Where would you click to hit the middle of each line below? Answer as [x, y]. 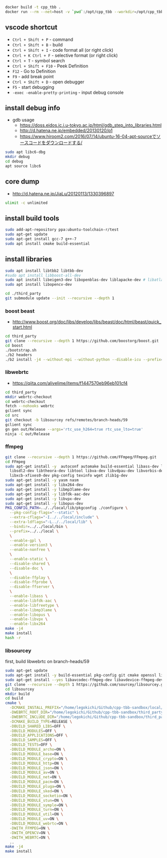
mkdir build [17, 694]
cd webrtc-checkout [25, 401]
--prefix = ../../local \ [34, 531]
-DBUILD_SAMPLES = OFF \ [33, 740]
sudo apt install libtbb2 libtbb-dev [44, 271]
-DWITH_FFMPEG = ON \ [30, 828]
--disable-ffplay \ [30, 578]
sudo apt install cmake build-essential [48, 244]
